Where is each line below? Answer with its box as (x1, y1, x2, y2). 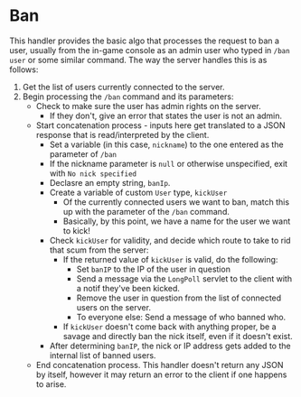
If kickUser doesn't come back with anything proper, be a (62, 321, 277, 332)
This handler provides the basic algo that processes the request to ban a (9, 35, 280, 46)
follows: (9, 64, 39, 75)
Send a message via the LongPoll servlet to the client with (76, 272, 292, 284)
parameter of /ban (49, 148, 118, 159)
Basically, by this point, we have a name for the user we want (62, 216, 291, 226)
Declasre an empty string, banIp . (49, 177, 171, 188)
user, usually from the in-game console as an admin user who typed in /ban (9, 44, 291, 55)
